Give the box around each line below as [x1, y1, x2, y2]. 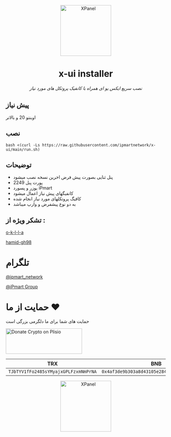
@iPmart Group [6, 284, 38, 290]
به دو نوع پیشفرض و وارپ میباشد [13, 201, 76, 207]
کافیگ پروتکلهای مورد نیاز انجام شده [13, 196, 82, 202]
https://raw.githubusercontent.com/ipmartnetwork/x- [42, 142, 156, 147]
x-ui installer [58, 68, 113, 80]
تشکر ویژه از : [6, 216, 46, 225]
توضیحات [6, 161, 32, 170]
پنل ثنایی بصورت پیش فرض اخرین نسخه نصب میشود [13, 174, 113, 180]
